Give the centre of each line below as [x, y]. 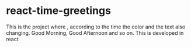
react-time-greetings [58, 11]
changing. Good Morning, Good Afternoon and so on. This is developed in [95, 32]
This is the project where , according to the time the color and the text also [96, 27]
